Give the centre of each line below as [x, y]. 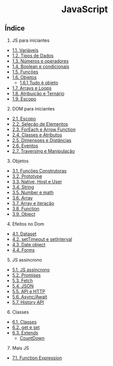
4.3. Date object [29, 245]
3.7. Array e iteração [33, 203]
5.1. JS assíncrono [31, 270]
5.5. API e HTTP [29, 291]
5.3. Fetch [23, 280]
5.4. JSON [23, 286]
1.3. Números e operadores [40, 61]
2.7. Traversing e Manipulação [43, 151]
